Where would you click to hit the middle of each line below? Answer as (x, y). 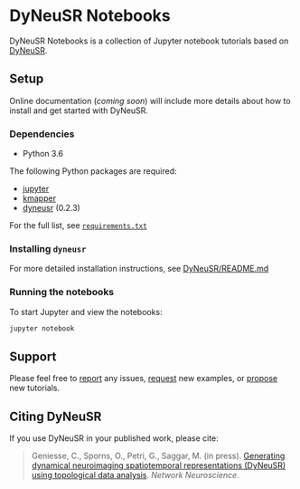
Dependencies (42, 134)
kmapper (39, 198)
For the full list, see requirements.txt (78, 225)
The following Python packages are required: (94, 171)
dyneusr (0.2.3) (52, 208)
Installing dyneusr (48, 248)
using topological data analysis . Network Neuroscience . (135, 475)
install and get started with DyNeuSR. (79, 110)
